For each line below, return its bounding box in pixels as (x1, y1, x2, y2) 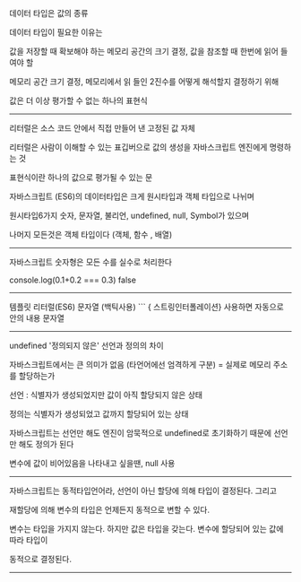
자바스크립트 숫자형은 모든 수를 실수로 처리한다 (9, 256, 173, 267)
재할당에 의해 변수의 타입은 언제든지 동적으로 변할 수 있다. (9, 505, 211, 515)
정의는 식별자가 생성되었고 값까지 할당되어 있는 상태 (9, 409, 189, 419)
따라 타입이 (9, 534, 48, 545)
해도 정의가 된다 (18, 439, 74, 449)
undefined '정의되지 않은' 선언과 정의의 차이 (9, 340, 164, 351)
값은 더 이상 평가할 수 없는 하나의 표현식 (9, 95, 148, 106)
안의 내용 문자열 (9, 313, 65, 323)
